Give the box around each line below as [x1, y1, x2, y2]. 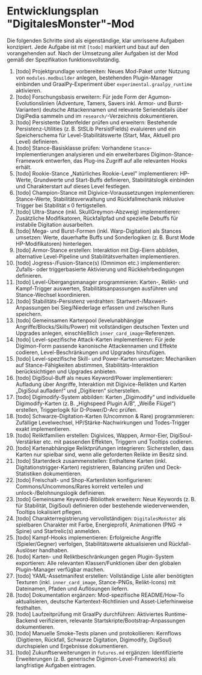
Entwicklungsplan [7, 4, 99, 18]
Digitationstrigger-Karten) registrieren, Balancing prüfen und [15, 463, 166, 471]
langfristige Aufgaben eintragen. [15, 661, 96, 668]
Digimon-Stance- [150, 150, 194, 157]
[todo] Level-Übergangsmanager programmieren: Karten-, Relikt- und [15, 278, 189, 286]
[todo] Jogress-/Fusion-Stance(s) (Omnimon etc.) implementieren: [15, 259, 181, 266]
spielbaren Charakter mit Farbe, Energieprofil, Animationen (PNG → [15, 521, 183, 528]
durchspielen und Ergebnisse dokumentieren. [15, 642, 129, 650]
